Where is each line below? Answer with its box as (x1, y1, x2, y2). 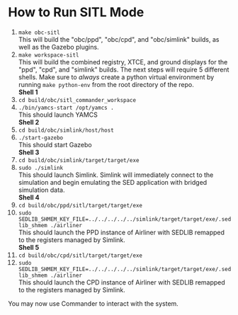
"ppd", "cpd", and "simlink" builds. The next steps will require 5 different (18, 65, 229, 74)
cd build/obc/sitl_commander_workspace (18, 96, 137, 103)
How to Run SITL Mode (8, 4, 144, 21)
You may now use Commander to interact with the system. (8, 299, 179, 308)
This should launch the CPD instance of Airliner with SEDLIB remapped (18, 277, 225, 287)
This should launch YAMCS (18, 110, 98, 119)
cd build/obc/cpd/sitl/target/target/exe (18, 252, 142, 259)
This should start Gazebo (18, 140, 92, 149)
